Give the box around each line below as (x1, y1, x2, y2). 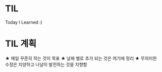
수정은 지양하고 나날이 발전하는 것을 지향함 (5, 61, 88, 67)
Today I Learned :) (5, 19, 43, 25)
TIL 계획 (5, 38, 37, 49)
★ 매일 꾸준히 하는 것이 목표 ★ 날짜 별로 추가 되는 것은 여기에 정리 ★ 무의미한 (5, 55, 157, 61)
